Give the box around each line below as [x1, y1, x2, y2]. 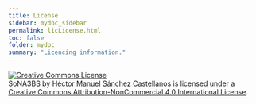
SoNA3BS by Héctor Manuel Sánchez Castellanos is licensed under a [8, 79, 235, 88]
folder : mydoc [8, 41, 56, 49]
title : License [8, 11, 59, 20]
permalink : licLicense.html [8, 26, 102, 34]
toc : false [8, 33, 45, 42]
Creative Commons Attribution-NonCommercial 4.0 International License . [8, 87, 249, 96]
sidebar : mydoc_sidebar [8, 19, 87, 27]
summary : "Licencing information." [8, 48, 126, 56]
